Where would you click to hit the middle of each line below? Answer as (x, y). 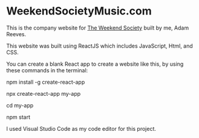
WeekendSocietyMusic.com (79, 11)
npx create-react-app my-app (44, 93)
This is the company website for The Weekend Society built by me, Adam (98, 28)
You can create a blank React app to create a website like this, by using (95, 64)
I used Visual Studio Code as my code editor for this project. (81, 128)
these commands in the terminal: (47, 70)
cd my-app (20, 105)
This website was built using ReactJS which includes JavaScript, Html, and (100, 46)
